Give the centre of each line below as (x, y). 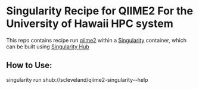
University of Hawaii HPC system (90, 24)
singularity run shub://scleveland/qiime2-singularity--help (77, 79)
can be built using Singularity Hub (48, 47)
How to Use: (29, 65)
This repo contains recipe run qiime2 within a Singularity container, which (96, 40)
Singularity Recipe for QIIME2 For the (100, 11)
